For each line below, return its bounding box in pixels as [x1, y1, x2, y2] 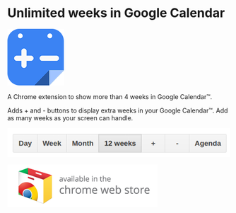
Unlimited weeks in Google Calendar [7, 5, 225, 21]
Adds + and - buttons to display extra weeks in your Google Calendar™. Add [7, 106, 228, 115]
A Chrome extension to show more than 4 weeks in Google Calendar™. [7, 92, 213, 100]
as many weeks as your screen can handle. [7, 113, 134, 122]
